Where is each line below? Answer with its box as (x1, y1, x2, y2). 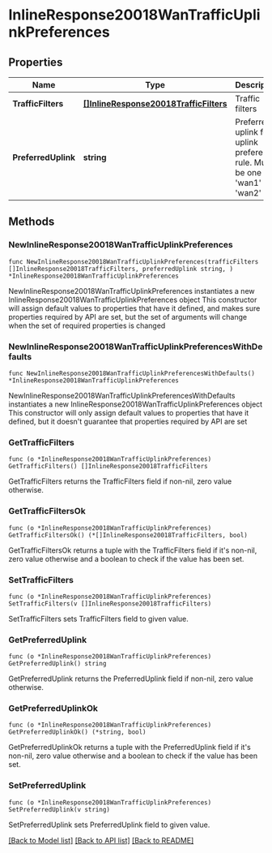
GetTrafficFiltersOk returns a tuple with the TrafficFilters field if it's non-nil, (8, 545, 257, 555)
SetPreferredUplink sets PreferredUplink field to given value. (8, 820, 210, 829)
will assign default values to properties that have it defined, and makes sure (8, 303, 261, 313)
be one (234, 167, 261, 178)
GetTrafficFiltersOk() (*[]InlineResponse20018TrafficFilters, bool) (8, 531, 249, 539)
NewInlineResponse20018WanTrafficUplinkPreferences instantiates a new (8, 286, 255, 295)
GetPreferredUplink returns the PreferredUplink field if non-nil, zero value (8, 674, 253, 683)
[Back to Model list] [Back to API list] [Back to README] (8, 835, 194, 845)
